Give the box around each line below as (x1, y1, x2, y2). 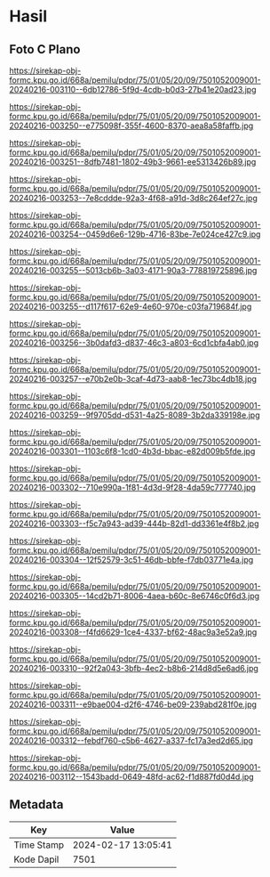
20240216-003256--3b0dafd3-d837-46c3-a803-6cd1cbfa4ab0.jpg (9, 337, 259, 348)
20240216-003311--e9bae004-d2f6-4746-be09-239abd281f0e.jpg (9, 699, 258, 710)
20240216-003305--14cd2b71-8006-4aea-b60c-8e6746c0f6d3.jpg (9, 590, 260, 601)
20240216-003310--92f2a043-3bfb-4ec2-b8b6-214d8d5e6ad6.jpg (9, 663, 259, 673)
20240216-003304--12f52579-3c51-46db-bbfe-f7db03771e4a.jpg (9, 555, 254, 564)
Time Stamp (13, 839, 65, 851)
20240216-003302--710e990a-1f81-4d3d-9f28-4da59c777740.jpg (9, 483, 256, 492)
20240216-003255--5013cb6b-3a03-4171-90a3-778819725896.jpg (9, 265, 258, 275)
